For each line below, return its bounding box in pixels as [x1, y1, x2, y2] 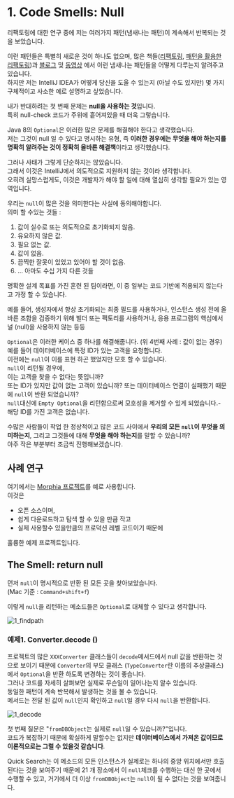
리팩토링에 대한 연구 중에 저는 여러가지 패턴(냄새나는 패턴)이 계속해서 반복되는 [7, 28, 219, 36]
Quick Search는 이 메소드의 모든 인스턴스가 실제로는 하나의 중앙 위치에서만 [7, 757, 212, 765]
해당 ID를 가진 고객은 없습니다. [7, 407, 90, 415]
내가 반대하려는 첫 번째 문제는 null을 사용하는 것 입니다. [7, 102, 156, 110]
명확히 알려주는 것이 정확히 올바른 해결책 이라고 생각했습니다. [7, 143, 170, 151]
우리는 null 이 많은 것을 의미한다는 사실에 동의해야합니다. [7, 199, 162, 207]
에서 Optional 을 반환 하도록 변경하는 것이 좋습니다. [7, 670, 146, 678]
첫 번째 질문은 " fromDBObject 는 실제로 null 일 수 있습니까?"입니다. [7, 724, 187, 733]
